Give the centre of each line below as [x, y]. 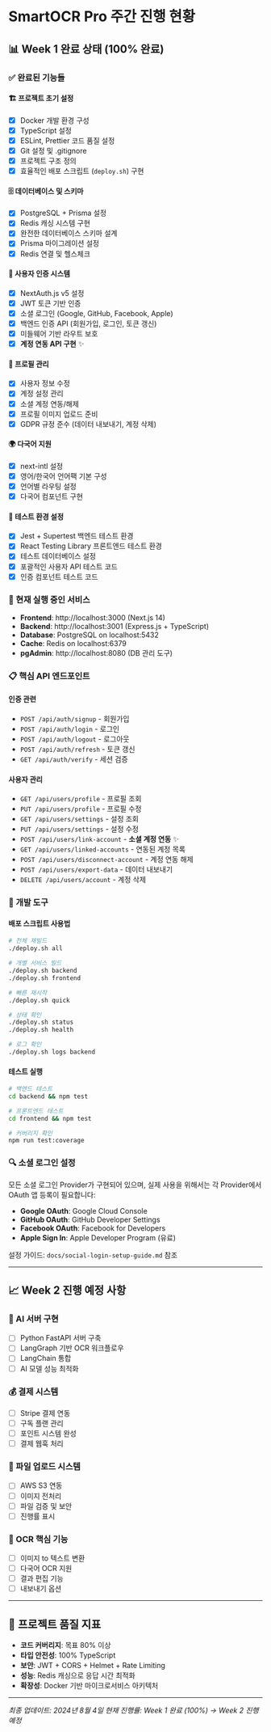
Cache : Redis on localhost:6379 [73, 643]
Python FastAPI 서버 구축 [60, 1338]
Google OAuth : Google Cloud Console [83, 1210]
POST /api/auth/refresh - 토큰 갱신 [77, 750]
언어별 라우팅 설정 [48, 487]
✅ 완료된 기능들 [37, 78]
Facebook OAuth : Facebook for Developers [93, 1228]
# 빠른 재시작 [28, 993]
